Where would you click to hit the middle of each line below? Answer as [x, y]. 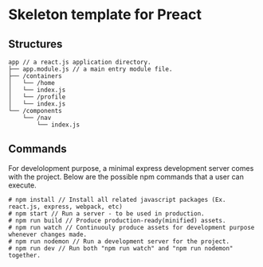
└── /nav [37, 118]
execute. [23, 185]
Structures [35, 44]
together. [25, 255]
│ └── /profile [37, 97]
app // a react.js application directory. [80, 62]
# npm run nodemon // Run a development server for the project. [119, 241]
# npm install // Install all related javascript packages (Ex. [117, 199]
